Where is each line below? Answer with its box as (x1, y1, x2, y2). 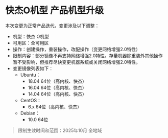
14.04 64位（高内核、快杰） (28, 90, 87, 97)
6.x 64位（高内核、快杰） (28, 103, 82, 110)
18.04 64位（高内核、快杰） (28, 78, 87, 84)
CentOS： (20, 97, 42, 103)
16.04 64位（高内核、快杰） (28, 84, 87, 90)
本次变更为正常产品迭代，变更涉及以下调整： (5, 22, 100, 29)
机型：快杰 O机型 (12, 33, 50, 39)
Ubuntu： (20, 72, 41, 78)
